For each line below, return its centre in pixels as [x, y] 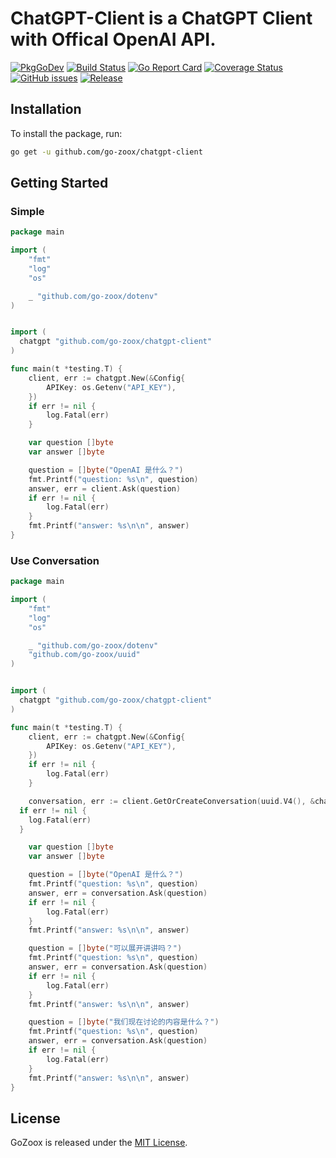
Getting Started [59, 183]
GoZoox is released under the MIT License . [99, 1143]
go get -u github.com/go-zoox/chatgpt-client [106, 152]
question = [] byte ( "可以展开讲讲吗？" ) [105, 948]
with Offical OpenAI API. [113, 39]
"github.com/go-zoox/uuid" [84, 655]
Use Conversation [55, 560]
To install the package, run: [66, 133]
